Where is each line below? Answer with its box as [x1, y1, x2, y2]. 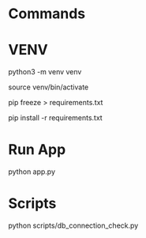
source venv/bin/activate [8, 82, 89, 92]
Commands [8, 5, 86, 23]
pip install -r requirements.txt [8, 113, 103, 123]
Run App [8, 141, 66, 159]
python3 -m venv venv [8, 67, 82, 77]
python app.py [8, 167, 56, 176]
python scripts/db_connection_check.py [8, 221, 139, 230]
